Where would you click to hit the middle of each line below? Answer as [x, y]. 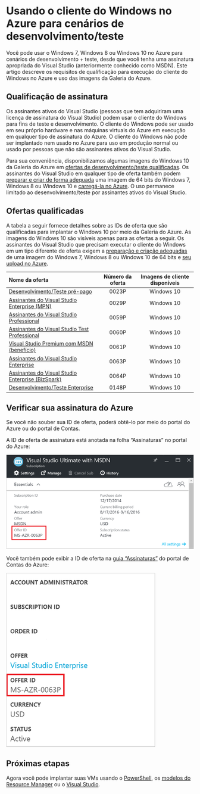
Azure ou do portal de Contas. [43, 429]
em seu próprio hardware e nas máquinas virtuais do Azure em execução [96, 130]
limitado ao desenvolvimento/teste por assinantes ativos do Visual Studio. [96, 192]
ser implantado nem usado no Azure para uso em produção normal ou [92, 143]
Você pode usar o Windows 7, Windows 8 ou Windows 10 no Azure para [94, 52]
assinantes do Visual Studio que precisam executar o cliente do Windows [96, 244]
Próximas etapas [38, 764]
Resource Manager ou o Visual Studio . [53, 784]
